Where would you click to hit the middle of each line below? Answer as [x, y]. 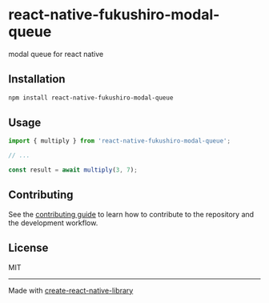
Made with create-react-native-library [71, 290]
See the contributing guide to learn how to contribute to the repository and [131, 214]
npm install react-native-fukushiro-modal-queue [91, 98]
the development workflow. [53, 223]
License [28, 248]
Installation [37, 79]
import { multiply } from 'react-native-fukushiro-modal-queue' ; [119, 141]
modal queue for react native [56, 54]
